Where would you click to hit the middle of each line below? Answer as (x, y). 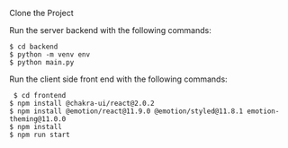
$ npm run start (40, 135)
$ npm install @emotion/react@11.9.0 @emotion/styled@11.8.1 (126, 111)
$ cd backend (34, 47)
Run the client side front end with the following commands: (118, 79)
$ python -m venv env (50, 55)
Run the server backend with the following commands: (110, 30)
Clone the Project (41, 13)
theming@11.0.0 (38, 119)
